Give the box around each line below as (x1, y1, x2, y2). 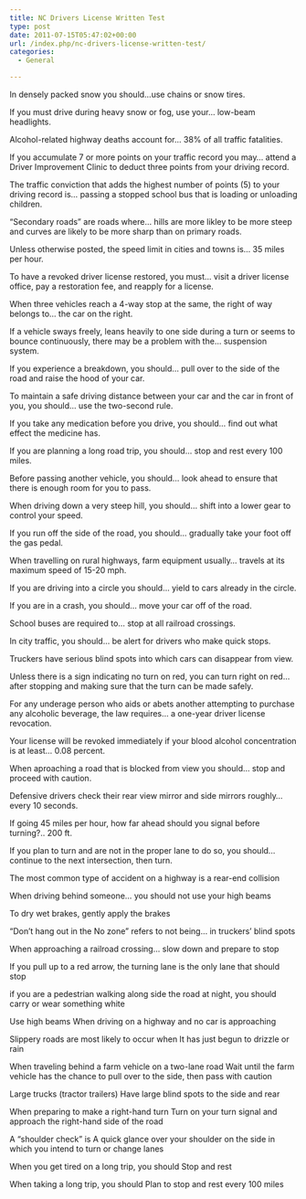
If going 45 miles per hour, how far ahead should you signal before (9, 818, 260, 828)
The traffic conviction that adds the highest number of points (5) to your (9, 179, 280, 190)
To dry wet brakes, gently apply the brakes (9, 908, 171, 918)
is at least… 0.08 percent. (9, 746, 106, 756)
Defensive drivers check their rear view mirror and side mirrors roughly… (9, 790, 283, 801)
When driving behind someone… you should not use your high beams (9, 890, 271, 901)
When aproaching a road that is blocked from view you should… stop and (9, 763, 286, 773)
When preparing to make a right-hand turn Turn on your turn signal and (9, 1107, 278, 1117)
